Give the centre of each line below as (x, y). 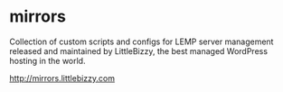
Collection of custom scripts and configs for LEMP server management (141, 41)
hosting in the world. (47, 60)
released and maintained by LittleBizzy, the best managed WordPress (139, 51)
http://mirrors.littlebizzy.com (62, 78)
